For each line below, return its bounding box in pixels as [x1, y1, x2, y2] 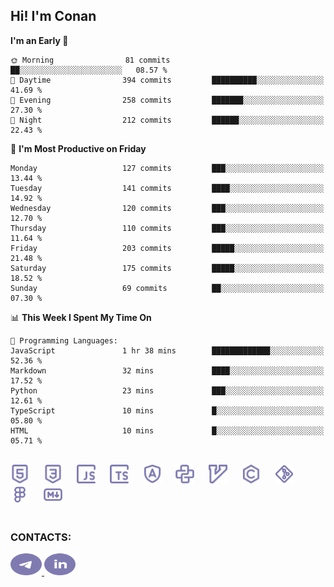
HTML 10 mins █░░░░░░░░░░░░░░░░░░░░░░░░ [10, 425, 325, 436]
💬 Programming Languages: [10, 335, 118, 346]
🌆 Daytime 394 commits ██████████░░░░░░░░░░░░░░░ [10, 75, 325, 85]
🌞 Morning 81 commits [10, 55, 171, 65]
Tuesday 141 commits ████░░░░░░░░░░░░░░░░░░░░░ [10, 183, 325, 193]
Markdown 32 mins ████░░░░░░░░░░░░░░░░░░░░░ [10, 365, 325, 376]
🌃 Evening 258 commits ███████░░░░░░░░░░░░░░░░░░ [10, 95, 325, 105]
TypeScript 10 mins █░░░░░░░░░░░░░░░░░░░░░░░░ [10, 405, 325, 416]
